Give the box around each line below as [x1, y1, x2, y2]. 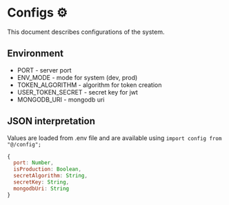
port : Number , [13, 159, 54, 166]
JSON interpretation [7, 115, 95, 127]
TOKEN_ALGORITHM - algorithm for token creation [17, 81, 162, 89]
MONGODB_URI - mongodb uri [17, 95, 105, 104]
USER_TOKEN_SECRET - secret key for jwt [17, 88, 138, 96]
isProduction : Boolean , [13, 166, 81, 173]
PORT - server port [17, 66, 72, 74]
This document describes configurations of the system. [7, 28, 165, 36]
